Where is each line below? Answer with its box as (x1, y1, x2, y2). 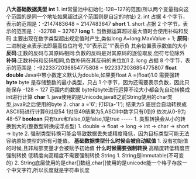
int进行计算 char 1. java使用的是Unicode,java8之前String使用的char (6, 94, 168, 100)
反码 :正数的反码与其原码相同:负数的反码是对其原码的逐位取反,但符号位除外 (6, 50, 185, 56)
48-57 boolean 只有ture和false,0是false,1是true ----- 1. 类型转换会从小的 (6, 115, 181, 122)
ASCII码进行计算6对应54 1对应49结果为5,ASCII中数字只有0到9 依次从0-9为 (6, 108, 186, 115)
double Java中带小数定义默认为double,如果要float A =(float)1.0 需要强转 (6, 71, 180, 78)
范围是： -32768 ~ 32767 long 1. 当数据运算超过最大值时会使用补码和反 (16, 27, 189, 35)
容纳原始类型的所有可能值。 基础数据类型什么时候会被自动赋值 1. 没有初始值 (6, 137, 188, 144)
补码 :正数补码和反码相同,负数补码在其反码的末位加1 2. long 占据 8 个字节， (6, 57, 185, 64)
